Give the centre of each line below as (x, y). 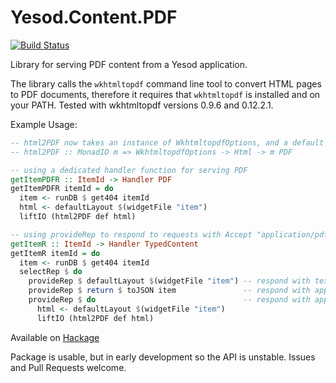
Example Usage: (44, 124)
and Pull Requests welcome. (68, 367)
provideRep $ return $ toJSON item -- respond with (169, 291)
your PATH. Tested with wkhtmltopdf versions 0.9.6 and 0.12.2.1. (142, 105)
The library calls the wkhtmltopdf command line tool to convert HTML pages (166, 83)
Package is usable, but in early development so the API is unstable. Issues (163, 357)
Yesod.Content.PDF (94, 17)
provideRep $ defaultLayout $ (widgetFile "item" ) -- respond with (169, 281)
